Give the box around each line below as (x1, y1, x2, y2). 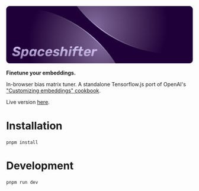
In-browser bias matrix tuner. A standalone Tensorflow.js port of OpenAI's (6, 81, 187, 88)
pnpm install (6, 139, 38, 145)
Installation (6, 119, 63, 132)
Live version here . (6, 99, 50, 106)
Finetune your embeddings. (6, 69, 76, 76)
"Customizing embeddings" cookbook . (6, 87, 101, 94)
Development (6, 159, 74, 173)
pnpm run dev (6, 179, 38, 185)
